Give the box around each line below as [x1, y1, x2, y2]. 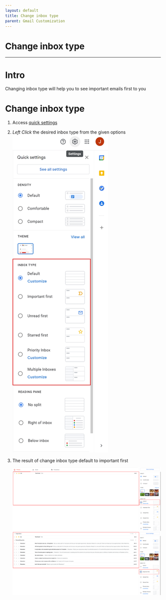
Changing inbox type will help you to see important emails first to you [5, 86, 146, 92]
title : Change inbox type [5, 13, 58, 18]
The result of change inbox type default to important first [12, 457, 128, 464]
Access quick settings [12, 120, 58, 126]
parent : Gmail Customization [5, 18, 65, 23]
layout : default [5, 8, 39, 13]
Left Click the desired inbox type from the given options [12, 129, 126, 135]
